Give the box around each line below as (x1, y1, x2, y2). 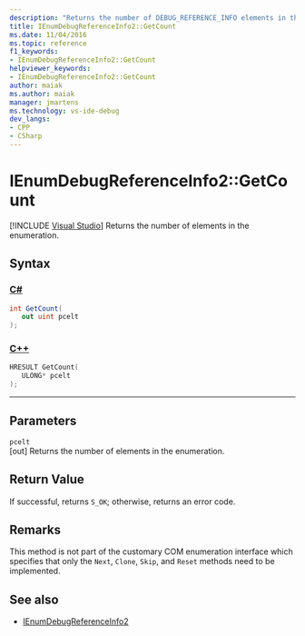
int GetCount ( (9, 303, 64, 313)
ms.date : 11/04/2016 (9, 30, 88, 39)
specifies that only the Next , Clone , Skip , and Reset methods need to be (9, 556, 275, 567)
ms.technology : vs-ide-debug (9, 106, 120, 115)
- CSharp (9, 132, 43, 141)
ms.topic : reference (9, 38, 88, 48)
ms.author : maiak (9, 89, 75, 98)
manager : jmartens (9, 97, 79, 107)
